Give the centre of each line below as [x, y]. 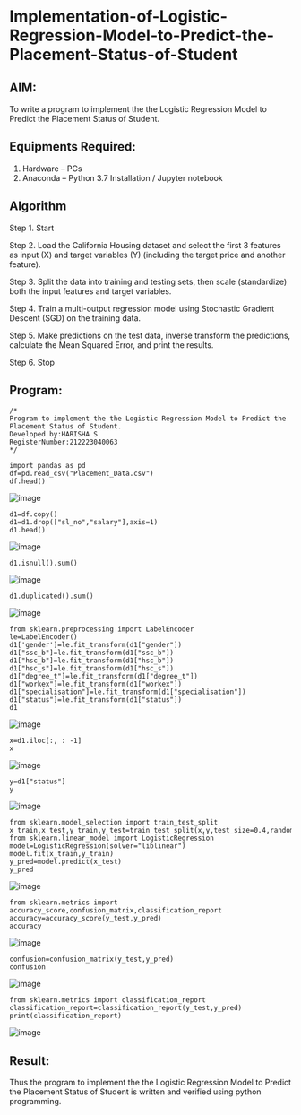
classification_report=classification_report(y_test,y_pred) [126, 1008]
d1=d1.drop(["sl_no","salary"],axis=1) [84, 523]
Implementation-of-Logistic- [119, 17]
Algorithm [38, 207]
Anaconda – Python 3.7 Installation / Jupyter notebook [122, 177]
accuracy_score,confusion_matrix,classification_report [116, 911]
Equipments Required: [73, 147]
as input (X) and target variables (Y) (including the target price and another [147, 255]
